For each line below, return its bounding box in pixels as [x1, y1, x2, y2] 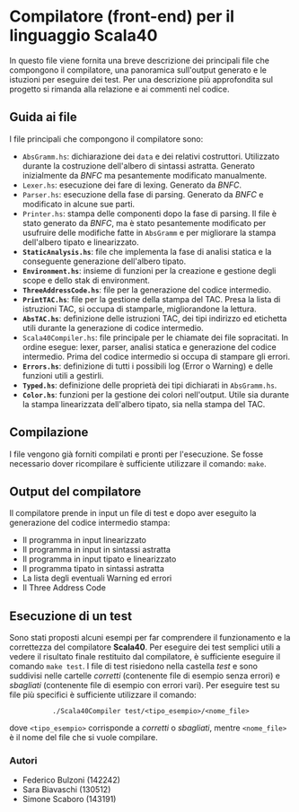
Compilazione [9, 424, 89, 441]
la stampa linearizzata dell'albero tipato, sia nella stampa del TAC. [22, 398, 266, 409]
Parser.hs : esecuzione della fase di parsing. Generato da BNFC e [22, 188, 264, 199]
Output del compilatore [9, 484, 142, 499]
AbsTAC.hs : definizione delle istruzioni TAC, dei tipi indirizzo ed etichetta [22, 312, 287, 324]
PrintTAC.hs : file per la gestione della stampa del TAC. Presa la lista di [22, 293, 281, 304]
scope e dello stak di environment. [22, 275, 151, 285]
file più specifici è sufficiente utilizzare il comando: [9, 689, 197, 701]
